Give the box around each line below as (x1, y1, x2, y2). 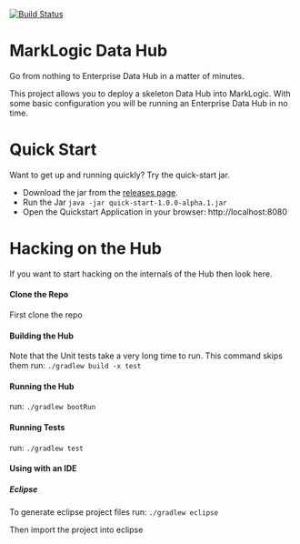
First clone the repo (9, 309, 84, 320)
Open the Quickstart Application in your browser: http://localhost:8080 (22, 206, 288, 217)
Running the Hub (9, 380, 75, 391)
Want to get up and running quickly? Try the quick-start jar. (9, 169, 230, 180)
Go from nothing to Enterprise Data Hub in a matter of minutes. (9, 70, 245, 81)
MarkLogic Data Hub (9, 41, 168, 61)
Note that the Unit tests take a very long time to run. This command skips (9, 350, 284, 361)
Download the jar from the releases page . (22, 186, 179, 197)
